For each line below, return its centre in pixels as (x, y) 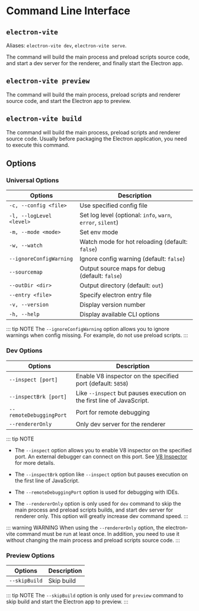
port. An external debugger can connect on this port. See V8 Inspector (101, 456)
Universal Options (33, 180)
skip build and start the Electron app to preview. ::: (67, 602)
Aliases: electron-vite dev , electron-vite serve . (66, 45)
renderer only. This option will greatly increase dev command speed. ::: (101, 516)
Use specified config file (114, 205)
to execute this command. (38, 145)
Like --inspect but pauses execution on (131, 393)
